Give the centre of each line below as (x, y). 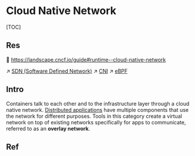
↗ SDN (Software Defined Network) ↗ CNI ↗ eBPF (67, 71)
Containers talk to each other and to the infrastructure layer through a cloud (98, 103)
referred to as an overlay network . (48, 128)
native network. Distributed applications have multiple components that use (97, 110)
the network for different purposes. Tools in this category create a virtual (94, 116)
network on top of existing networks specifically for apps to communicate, (96, 122)
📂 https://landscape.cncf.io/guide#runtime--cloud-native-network (86, 59)
